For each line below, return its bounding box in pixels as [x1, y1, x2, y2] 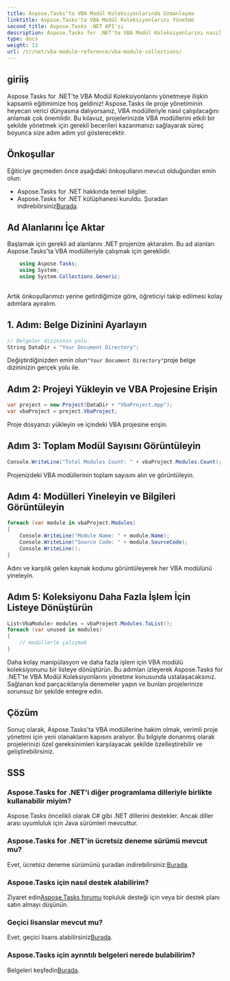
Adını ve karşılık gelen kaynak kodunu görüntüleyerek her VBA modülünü [7, 564, 212, 572]
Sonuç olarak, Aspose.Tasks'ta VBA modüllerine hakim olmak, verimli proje [7, 725, 218, 733]
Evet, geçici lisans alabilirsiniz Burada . [7, 933, 113, 941]
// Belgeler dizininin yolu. [7, 337, 90, 344]
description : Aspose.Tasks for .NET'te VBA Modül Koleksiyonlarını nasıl [7, 29, 222, 36]
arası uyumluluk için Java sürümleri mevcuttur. [7, 819, 138, 827]
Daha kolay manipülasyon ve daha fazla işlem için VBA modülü [7, 658, 183, 666]
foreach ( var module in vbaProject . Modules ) [7, 520, 136, 527]
